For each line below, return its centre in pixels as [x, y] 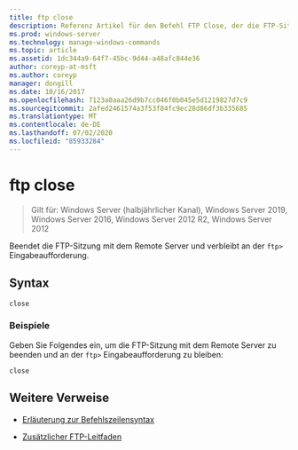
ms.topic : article [43, 51]
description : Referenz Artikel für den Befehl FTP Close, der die [134, 26]
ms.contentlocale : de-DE [55, 125]
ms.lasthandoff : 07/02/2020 [61, 133]
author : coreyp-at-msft [53, 67]
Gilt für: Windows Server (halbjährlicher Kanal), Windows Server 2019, [159, 209]
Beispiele [30, 326]
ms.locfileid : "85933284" [57, 141]
